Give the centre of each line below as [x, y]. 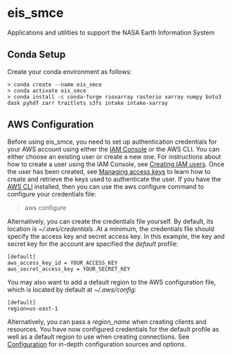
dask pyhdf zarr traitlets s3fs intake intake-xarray [88, 103]
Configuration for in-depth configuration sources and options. [97, 344]
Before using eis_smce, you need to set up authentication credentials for [112, 142]
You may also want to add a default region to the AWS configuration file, [112, 282]
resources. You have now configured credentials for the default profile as [113, 329]
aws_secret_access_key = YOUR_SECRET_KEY [69, 269]
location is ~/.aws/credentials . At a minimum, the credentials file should [111, 229]
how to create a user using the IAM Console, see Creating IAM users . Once [116, 164]
